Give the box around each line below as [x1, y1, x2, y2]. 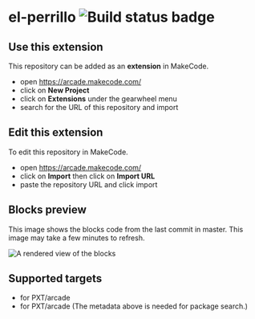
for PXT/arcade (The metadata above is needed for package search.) [19, 301, 249, 311]
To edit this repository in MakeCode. [8, 147, 128, 157]
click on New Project [19, 85, 90, 95]
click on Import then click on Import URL [19, 171, 156, 181]
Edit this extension [8, 125, 103, 140]
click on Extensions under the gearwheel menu [19, 94, 178, 104]
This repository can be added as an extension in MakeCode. [8, 61, 209, 71]
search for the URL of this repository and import [19, 103, 179, 112]
